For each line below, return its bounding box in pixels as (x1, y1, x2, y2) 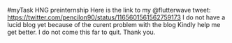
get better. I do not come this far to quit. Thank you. (7, 28, 156, 36)
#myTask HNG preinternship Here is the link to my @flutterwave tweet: (7, 6, 211, 14)
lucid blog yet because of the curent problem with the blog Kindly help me (7, 21, 221, 28)
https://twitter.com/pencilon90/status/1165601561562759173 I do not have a (7, 13, 226, 21)
